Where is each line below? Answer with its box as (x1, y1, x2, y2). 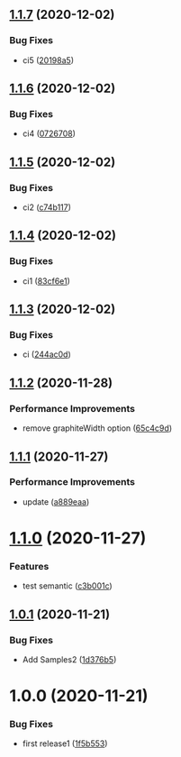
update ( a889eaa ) (22, 496, 90, 507)
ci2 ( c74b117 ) (22, 202, 72, 213)
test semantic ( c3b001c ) (22, 580, 113, 591)
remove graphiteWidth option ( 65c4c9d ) (22, 423, 173, 433)
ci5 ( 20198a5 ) (22, 54, 75, 66)
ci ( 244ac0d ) (22, 349, 72, 360)
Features (9, 560, 50, 572)
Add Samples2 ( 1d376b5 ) (22, 653, 117, 665)
